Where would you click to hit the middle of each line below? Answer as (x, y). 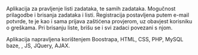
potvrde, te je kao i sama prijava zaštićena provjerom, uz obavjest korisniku (99, 21)
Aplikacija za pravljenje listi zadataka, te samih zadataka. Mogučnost (91, 9)
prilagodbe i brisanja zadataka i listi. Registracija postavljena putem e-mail (98, 15)
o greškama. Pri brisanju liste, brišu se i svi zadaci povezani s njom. (89, 27)
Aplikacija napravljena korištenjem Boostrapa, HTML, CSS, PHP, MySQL (95, 39)
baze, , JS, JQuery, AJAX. (38, 45)
